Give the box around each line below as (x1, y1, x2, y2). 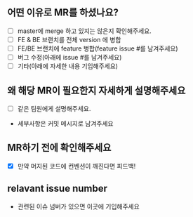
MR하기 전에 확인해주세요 (7, 142, 112, 154)
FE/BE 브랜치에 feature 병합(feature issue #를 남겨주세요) (17, 44, 178, 53)
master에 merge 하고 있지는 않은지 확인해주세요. (17, 27, 152, 35)
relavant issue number (7, 183, 107, 195)
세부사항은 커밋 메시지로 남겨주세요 (17, 119, 114, 128)
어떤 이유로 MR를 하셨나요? (7, 6, 119, 19)
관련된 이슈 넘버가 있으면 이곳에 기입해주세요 (17, 202, 140, 211)
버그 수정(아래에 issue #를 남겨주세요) (17, 53, 122, 61)
